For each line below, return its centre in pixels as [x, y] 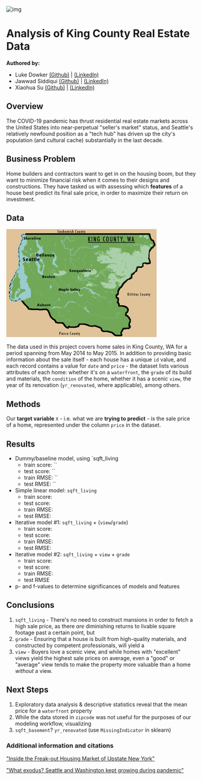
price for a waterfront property [53, 711]
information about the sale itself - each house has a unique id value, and [96, 360]
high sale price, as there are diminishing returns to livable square [95, 626]
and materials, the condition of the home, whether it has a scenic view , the [99, 379]
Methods [23, 404]
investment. [21, 199]
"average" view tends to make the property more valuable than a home [103, 664]
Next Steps [27, 690]
